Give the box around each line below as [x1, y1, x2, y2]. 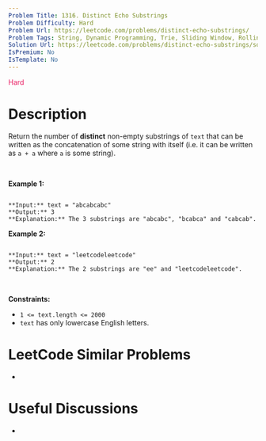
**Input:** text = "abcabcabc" [8, 201, 112, 209]
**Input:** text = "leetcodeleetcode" [8, 251, 136, 259]
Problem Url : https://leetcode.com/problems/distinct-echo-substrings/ [8, 26, 249, 34]
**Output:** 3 [8, 207, 55, 216]
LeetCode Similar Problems [8, 346, 192, 363]
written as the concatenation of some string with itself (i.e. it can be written [8, 139, 253, 149]
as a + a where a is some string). [8, 148, 116, 158]
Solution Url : [8, 41, 55, 49]
